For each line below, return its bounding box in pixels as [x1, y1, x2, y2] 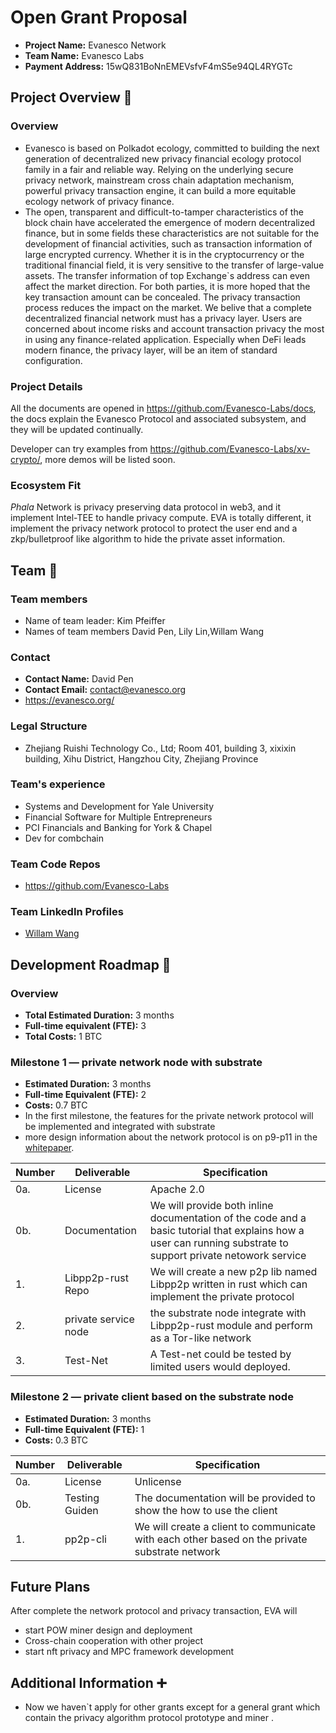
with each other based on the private [134, 1532, 308, 1546]
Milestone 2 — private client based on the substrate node [10, 1390, 294, 1404]
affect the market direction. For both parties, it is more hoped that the [24, 280, 311, 292]
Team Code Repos [10, 857, 101, 871]
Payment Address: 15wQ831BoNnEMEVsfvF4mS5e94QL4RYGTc [24, 60, 293, 72]
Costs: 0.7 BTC [24, 1099, 88, 1111]
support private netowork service [149, 1249, 307, 1263]
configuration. [24, 354, 83, 366]
